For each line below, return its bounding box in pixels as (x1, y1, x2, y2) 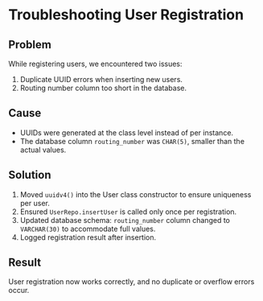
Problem (8, 38, 52, 52)
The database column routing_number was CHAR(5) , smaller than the (19, 136, 245, 146)
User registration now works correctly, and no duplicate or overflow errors (8, 277, 255, 287)
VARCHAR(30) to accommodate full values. (19, 224, 156, 233)
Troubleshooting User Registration (8, 6, 244, 24)
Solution (8, 168, 51, 182)
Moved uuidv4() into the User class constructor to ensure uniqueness (19, 189, 252, 199)
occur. (8, 286, 30, 295)
